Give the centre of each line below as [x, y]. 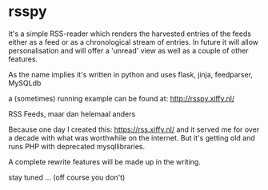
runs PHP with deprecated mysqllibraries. [77, 146]
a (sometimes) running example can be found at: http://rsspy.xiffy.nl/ [122, 98]
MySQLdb [25, 83]
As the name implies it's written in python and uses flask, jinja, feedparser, [131, 74]
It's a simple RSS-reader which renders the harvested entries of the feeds [130, 34]
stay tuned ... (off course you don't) [67, 177]
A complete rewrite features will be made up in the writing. [105, 161]
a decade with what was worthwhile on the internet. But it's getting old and [132, 137]
